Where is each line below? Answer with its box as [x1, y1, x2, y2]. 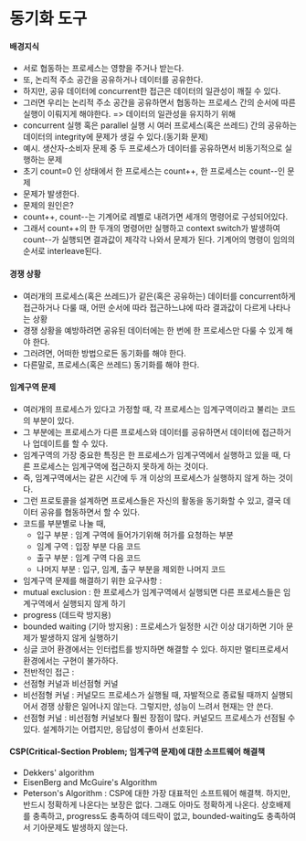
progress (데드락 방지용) [22, 609, 111, 620]
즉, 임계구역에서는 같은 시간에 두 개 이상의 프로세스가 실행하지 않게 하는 [22, 472, 277, 483]
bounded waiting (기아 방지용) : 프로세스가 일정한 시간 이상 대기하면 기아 [22, 621, 285, 632]
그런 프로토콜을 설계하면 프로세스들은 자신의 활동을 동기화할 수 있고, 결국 [22, 495, 281, 506]
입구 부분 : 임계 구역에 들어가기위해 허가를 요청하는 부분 [36, 529, 235, 540]
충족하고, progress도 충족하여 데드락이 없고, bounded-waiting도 [32, 811, 265, 821]
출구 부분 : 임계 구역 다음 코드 [36, 552, 142, 563]
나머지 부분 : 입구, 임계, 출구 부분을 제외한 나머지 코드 [36, 563, 227, 574]
